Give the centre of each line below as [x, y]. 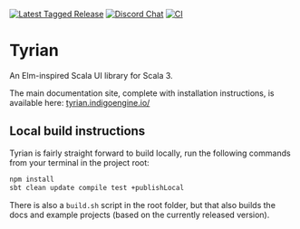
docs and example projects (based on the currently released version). [140, 215]
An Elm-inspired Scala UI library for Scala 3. [92, 75]
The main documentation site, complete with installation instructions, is [142, 93]
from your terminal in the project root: [79, 162]
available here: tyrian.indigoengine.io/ [80, 102]
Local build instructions [77, 131]
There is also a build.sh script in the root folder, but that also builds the [143, 205]
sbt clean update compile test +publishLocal [97, 187]
